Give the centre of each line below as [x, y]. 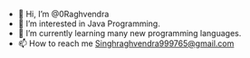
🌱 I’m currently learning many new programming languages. [130, 33]
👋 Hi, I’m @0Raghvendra [63, 14]
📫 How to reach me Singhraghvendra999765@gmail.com [126, 43]
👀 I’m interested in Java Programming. [89, 24]
